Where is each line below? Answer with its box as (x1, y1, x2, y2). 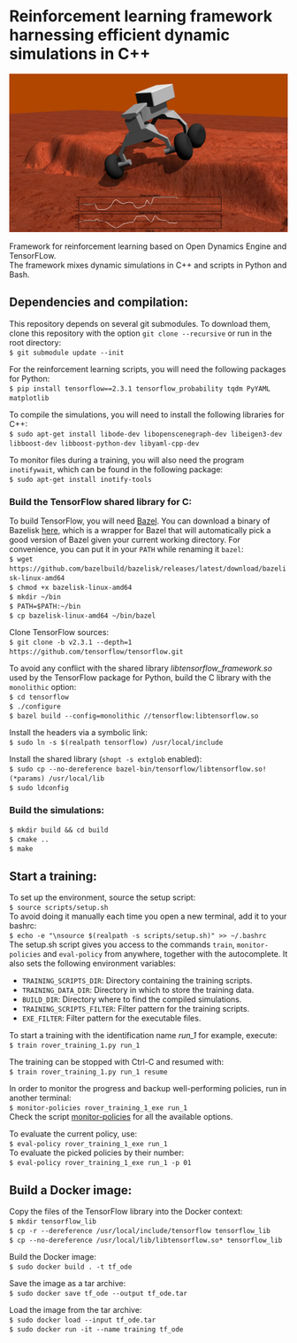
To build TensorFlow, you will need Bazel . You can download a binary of (9, 516, 270, 526)
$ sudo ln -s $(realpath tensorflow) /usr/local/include (9, 738, 224, 747)
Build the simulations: (9, 803, 104, 816)
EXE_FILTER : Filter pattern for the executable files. (21, 1013, 202, 1024)
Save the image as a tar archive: (9, 1277, 126, 1288)
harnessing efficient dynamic (9, 25, 230, 45)
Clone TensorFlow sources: (9, 627, 109, 637)
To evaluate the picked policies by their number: (9, 1147, 185, 1158)
